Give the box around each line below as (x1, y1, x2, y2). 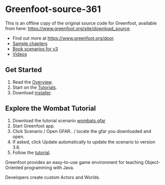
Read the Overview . (12, 79, 53, 85)
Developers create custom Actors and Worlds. (5, 174, 100, 180)
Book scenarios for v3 (12, 46, 58, 52)
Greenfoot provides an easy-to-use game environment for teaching (5, 159, 144, 165)
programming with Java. (24, 164, 74, 170)
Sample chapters (12, 40, 47, 46)
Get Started (5, 66, 42, 74)
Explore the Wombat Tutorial (5, 104, 96, 113)
